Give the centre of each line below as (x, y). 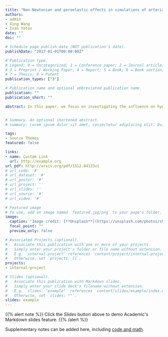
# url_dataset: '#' (25, 175)
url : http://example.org (35, 161)
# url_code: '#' (22, 171)
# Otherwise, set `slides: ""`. (41, 295)
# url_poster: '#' (24, 180)
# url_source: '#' (24, 194)
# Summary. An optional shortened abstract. (52, 120)
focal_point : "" (26, 226)
